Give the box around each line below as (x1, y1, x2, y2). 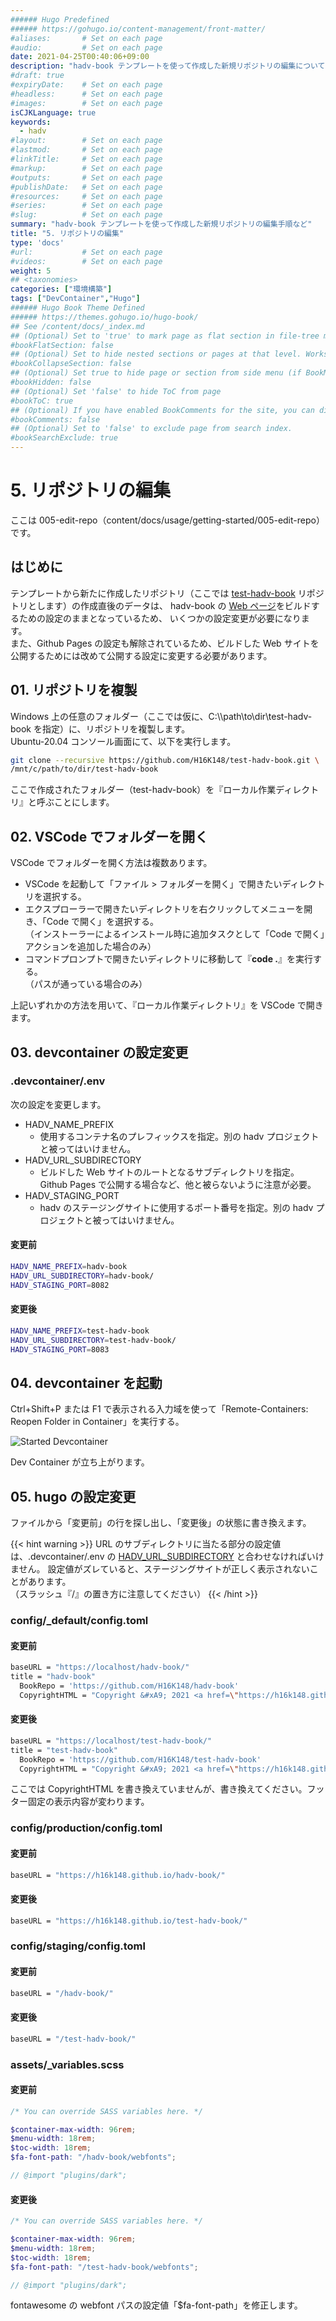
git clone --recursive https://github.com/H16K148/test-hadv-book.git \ (10, 755, 320, 765)
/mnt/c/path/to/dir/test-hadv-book (10, 764, 159, 775)
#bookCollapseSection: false (10, 359, 132, 369)
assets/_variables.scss (10, 2057, 125, 2071)
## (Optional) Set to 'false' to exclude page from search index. (10, 424, 293, 434)
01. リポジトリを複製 (10, 682, 138, 699)
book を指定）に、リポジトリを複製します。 (10, 722, 191, 735)
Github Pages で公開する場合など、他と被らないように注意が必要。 (39, 1178, 317, 1190)
